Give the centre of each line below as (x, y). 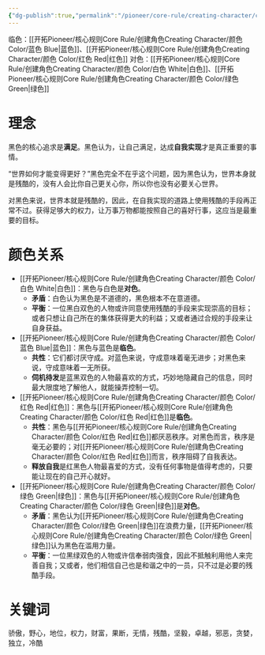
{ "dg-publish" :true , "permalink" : (63, 15)
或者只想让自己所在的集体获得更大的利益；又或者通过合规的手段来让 (142, 318)
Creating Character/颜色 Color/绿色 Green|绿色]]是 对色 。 (112, 505)
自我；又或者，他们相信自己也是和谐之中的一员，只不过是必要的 (142, 565)
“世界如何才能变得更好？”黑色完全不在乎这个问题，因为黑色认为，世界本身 (129, 173)
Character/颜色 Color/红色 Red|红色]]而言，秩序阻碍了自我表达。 (136, 456)
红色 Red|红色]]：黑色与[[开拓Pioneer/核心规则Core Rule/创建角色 (126, 407)
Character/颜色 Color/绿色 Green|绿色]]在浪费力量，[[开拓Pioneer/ (138, 525)
